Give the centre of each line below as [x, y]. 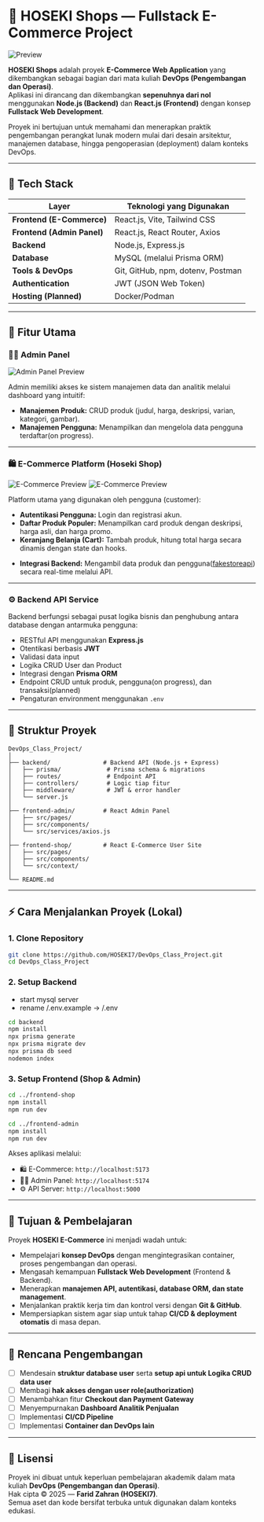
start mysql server [49, 999]
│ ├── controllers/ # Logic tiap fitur [89, 783]
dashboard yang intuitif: [47, 396]
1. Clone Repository [46, 938]
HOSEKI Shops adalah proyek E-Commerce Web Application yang [117, 69]
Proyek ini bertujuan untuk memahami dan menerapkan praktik [110, 127]
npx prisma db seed [40, 1052]
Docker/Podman [144, 296]
